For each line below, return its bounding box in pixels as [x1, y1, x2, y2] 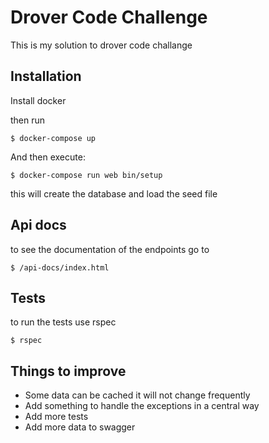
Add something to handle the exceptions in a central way [24, 400, 260, 412]
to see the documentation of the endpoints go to [10, 243, 210, 255]
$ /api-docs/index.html [10, 262, 110, 273]
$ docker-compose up [10, 133, 97, 143]
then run [10, 114, 46, 126]
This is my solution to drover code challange [10, 39, 193, 51]
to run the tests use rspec [10, 316, 117, 328]
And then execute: [10, 151, 86, 163]
